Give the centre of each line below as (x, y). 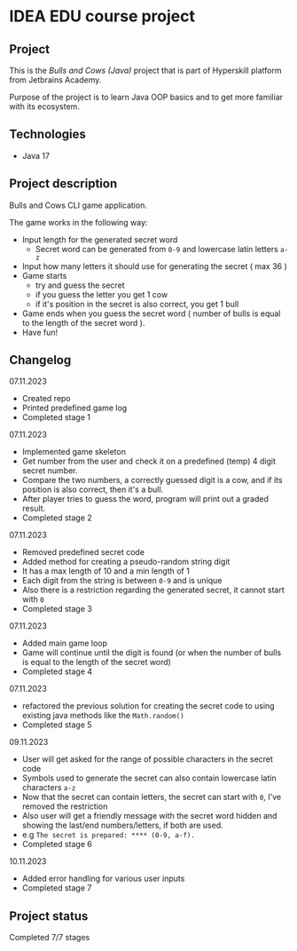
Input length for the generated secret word (100, 239)
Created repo (46, 399)
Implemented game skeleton (74, 452)
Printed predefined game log (74, 408)
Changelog (40, 360)
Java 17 (36, 155)
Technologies (48, 135)
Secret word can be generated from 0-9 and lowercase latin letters (157, 249)
